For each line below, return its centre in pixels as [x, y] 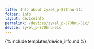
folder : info [18, 14]
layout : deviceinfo [25, 18]
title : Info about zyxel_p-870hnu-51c [44, 9]
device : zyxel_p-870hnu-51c [33, 28]
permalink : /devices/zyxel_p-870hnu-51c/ [47, 23]
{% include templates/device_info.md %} [46, 41]
